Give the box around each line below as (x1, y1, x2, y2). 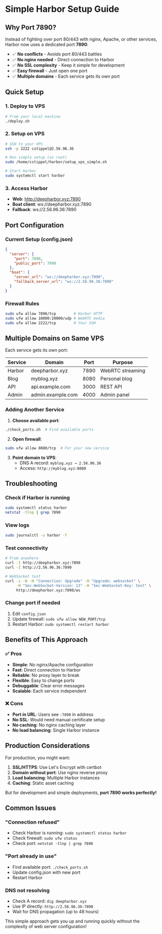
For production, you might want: (5, 755, 71, 760)
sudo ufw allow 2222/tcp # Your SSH (5, 320, 96, 325)
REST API (100, 383, 122, 390)
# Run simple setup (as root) (5, 155, 68, 160)
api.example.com (31, 383, 71, 390)
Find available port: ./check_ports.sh (12, 864, 88, 870)
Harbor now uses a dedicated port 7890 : (5, 42, 89, 47)
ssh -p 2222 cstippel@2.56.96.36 (5, 146, 74, 151)
